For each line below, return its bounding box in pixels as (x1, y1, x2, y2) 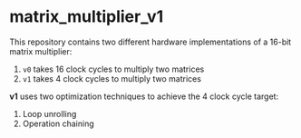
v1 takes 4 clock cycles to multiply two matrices (22, 73, 202, 84)
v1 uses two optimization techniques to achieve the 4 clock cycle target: (9, 91, 279, 102)
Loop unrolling (22, 108, 77, 119)
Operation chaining (22, 118, 94, 129)
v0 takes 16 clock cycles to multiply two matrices (22, 64, 205, 74)
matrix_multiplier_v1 (9, 6, 164, 27)
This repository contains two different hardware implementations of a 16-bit (9, 36, 292, 47)
